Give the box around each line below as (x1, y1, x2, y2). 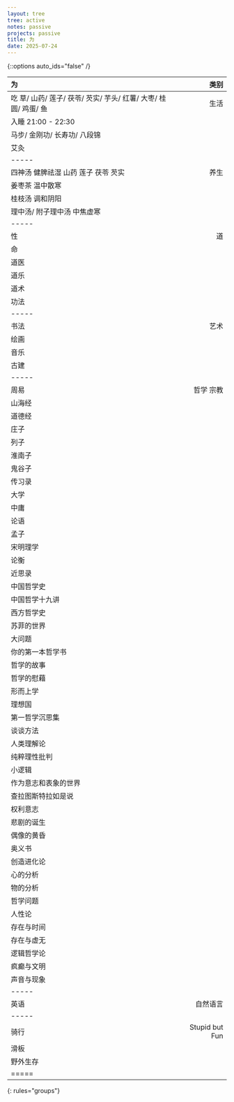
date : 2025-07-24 (7, 43, 58, 50)
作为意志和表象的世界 (10, 778, 81, 788)
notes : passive (7, 23, 52, 30)
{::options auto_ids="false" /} (7, 62, 91, 70)
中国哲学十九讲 (10, 595, 61, 604)
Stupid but (189, 1022, 224, 1031)
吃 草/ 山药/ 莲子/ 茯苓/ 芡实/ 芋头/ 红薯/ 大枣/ (10, 94, 158, 103)
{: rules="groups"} (7, 1087, 61, 1094)
